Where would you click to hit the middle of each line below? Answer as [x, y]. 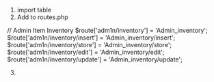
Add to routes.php [42, 17]
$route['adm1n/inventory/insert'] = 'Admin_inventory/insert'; [91, 38]
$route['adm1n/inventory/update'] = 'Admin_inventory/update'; [95, 59]
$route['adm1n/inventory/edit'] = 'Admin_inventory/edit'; [86, 52]
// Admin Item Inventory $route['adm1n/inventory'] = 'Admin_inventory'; [107, 30]
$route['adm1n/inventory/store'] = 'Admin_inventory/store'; [90, 45]
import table [34, 10]
